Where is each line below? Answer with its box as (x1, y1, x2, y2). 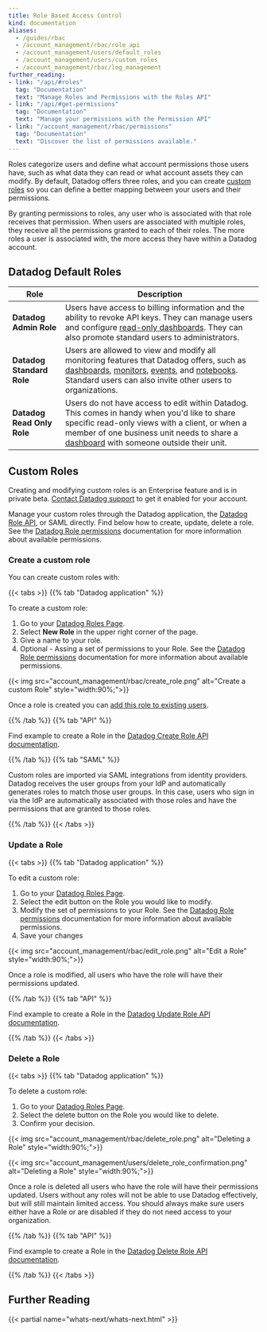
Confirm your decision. (19, 1119, 95, 1128)
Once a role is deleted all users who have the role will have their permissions (8, 1182, 259, 1191)
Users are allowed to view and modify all (64, 345, 216, 356)
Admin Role (12, 322, 57, 333)
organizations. (64, 385, 118, 396)
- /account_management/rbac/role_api (15, 41, 141, 49)
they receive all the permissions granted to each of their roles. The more (8, 225, 245, 235)
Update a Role (8, 840, 64, 851)
